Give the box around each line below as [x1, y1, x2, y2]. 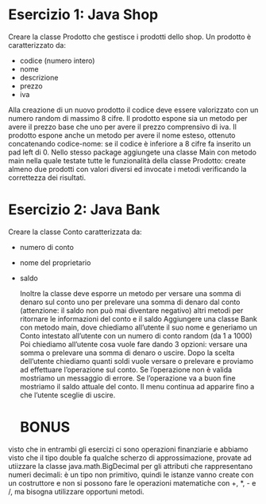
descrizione [19, 72, 59, 82]
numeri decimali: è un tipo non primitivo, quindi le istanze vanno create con [8, 470, 254, 479]
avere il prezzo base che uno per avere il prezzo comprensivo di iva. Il [8, 122, 237, 131]
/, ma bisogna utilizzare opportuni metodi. [8, 486, 145, 496]
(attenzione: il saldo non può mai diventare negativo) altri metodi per [19, 305, 244, 315]
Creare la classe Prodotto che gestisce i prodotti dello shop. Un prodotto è [8, 32, 252, 41]
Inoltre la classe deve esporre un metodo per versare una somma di [19, 288, 241, 298]
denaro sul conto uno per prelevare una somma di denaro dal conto [19, 297, 241, 307]
